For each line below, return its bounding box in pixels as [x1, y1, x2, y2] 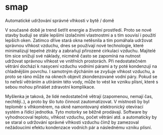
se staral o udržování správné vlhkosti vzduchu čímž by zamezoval [5, 119, 139, 125]
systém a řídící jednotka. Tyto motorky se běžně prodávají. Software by [5, 109, 147, 115]
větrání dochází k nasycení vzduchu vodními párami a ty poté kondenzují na [5, 63, 157, 69]
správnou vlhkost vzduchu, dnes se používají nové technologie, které [5, 42, 144, 48]
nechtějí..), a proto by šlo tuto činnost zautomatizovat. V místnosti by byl [5, 98, 150, 104]
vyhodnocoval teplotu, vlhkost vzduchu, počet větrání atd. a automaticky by [5, 114, 157, 120]
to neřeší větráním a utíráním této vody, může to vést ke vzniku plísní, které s [5, 78, 159, 84]
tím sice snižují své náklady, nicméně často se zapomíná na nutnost [5, 53, 141, 58]
